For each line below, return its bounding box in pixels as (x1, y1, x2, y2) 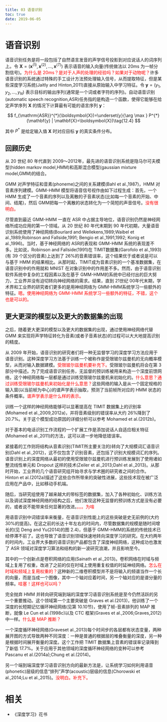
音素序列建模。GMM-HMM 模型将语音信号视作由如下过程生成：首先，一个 (5, 187, 157, 193)
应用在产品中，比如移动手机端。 (5, 480, 71, 486)
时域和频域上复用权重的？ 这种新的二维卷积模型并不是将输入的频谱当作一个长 (5, 568, 162, 574)
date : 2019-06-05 (5, 16, 41, 21)
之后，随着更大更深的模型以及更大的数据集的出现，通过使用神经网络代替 (5, 326, 153, 332)
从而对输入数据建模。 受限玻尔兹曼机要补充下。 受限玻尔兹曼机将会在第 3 (13, 361, 162, 368)
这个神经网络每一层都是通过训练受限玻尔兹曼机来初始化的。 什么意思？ (13, 374, 158, 380)
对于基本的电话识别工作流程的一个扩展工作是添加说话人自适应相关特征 (5, 426, 149, 433)
